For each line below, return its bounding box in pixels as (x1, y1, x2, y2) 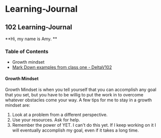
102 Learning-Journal (5, 23, 72, 31)
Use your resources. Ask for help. (12, 116, 80, 123)
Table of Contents (5, 48, 49, 55)
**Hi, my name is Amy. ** (5, 36, 57, 42)
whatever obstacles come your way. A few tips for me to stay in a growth (5, 97, 152, 103)
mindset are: (5, 102, 30, 108)
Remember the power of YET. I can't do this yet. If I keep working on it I (12, 122, 157, 128)
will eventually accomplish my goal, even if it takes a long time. (12, 127, 139, 133)
